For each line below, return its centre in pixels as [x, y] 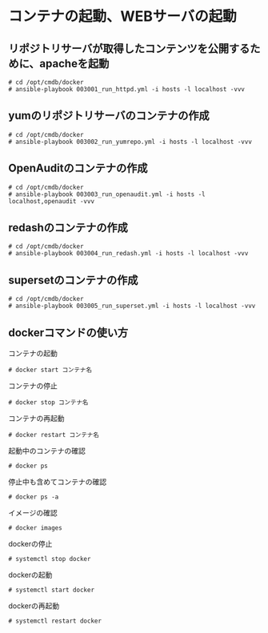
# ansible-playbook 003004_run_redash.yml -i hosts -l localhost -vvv [128, 254]
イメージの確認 [33, 513]
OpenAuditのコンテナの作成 [78, 168]
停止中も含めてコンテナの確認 [57, 482]
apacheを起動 [74, 64]
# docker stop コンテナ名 [48, 403]
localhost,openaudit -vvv [51, 201]
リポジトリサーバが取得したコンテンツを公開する [129, 48]
